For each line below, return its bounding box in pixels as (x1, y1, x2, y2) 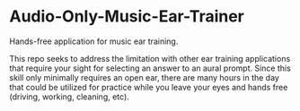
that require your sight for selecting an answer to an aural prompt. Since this (9, 63, 292, 73)
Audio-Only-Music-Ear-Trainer (9, 6, 245, 27)
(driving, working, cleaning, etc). (9, 91, 130, 102)
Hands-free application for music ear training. (9, 36, 179, 47)
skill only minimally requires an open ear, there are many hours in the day (9, 72, 280, 82)
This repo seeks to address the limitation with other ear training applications (9, 53, 291, 64)
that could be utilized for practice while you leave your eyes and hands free (9, 81, 288, 92)
